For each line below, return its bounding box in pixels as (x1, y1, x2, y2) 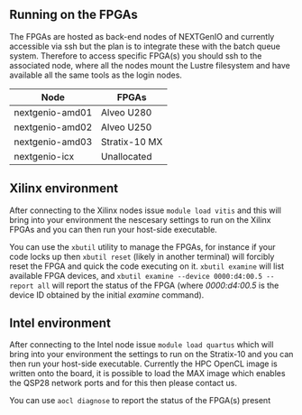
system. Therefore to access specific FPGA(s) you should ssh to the (9, 50, 262, 61)
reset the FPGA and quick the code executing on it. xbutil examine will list (9, 261, 285, 272)
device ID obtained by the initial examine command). (9, 289, 205, 300)
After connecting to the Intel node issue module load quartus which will (9, 339, 274, 350)
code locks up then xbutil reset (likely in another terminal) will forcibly (9, 251, 275, 262)
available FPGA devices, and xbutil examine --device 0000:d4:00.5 (9, 270, 263, 281)
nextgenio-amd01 (14, 106, 93, 118)
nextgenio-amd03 (14, 135, 93, 148)
